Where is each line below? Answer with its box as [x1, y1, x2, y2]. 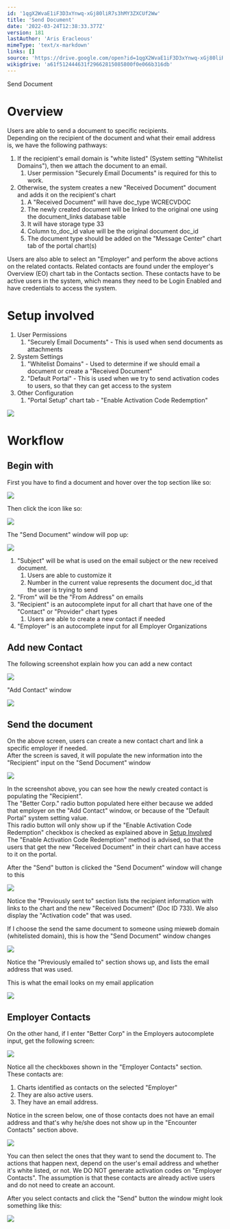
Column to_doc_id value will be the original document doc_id [27, 227, 199, 235]
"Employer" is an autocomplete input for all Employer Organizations [16, 622, 207, 630]
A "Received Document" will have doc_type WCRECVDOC [27, 198, 192, 206]
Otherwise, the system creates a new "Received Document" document [16, 183, 217, 192]
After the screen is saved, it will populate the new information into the [7, 751, 203, 760]
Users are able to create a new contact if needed [27, 614, 166, 623]
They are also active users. [16, 1090, 94, 1099]
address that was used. [7, 965, 73, 974]
